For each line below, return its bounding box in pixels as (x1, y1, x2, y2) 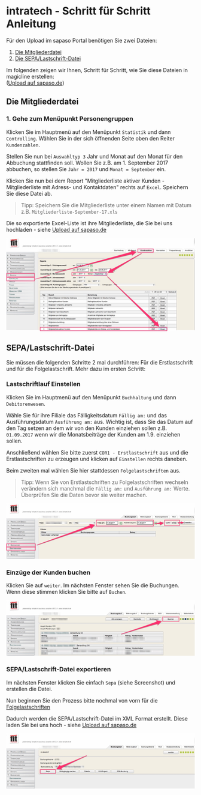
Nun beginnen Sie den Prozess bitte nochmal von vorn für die (6, 697, 158, 704)
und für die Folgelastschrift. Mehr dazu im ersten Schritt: (6, 365, 145, 372)
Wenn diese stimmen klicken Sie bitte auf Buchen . (6, 588, 127, 596)
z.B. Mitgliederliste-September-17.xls (20, 208, 118, 215)
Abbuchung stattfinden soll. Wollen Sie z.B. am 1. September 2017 (6, 159, 169, 166)
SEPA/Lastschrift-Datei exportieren (6, 665, 111, 674)
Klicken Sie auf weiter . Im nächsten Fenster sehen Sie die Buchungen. (6, 582, 179, 589)
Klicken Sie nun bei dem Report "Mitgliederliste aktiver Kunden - (6, 177, 165, 184)
